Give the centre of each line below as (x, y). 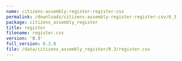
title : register (26, 28)
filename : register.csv (35, 33)
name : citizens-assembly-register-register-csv (65, 11)
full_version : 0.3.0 (31, 44)
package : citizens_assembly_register (52, 22)
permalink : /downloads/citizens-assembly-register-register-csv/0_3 (91, 17)
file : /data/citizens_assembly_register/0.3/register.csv (78, 49)
